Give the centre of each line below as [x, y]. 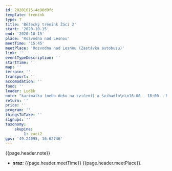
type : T [14, 19]
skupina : [24, 129]
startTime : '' [20, 62]
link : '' [15, 53]
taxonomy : [16, 124]
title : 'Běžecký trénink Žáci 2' [41, 24]
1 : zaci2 [33, 134]
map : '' [14, 67]
